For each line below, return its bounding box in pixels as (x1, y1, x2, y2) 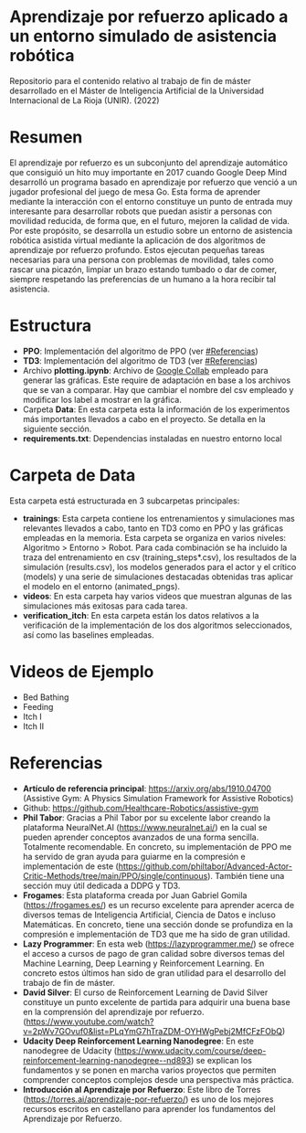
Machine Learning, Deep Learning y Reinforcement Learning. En (22, 958, 265, 969)
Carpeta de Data (9, 465, 136, 485)
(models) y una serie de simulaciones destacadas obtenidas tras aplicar (22, 571, 294, 582)
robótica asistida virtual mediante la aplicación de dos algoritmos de (9, 235, 267, 246)
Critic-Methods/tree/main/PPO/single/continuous (22, 870, 208, 881)
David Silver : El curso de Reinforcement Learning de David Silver (22, 987, 269, 998)
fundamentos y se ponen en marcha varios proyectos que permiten (22, 1064, 277, 1075)
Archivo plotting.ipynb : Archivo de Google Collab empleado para (22, 365, 269, 376)
